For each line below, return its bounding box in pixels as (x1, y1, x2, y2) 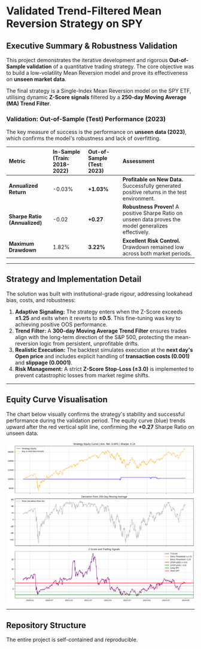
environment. (122, 195, 156, 202)
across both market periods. (122, 249, 192, 257)
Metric (8, 157, 26, 165)
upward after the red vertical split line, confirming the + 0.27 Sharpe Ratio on (6, 423, 194, 430)
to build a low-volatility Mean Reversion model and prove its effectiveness (6, 69, 188, 76)
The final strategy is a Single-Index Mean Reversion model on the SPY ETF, (6, 87, 191, 94)
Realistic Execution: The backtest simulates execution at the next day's (14, 346, 193, 354)
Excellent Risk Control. (122, 237, 181, 244)
